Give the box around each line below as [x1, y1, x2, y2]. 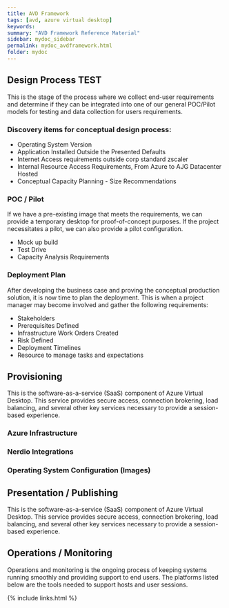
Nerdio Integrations [7, 447, 74, 457]
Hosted [17, 169, 39, 178]
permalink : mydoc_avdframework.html [7, 42, 112, 49]
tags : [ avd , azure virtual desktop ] [7, 17, 112, 24]
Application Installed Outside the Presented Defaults [17, 147, 166, 156]
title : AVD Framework [7, 10, 70, 17]
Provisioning [7, 371, 63, 383]
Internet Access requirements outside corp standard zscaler [17, 155, 188, 163]
